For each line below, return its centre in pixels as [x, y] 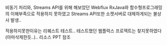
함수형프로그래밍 [146, 7]
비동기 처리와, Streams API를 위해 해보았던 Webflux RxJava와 [67, 7]
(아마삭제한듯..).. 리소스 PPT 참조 [38, 37]
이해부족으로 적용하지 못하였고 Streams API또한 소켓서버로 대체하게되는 [81, 14]
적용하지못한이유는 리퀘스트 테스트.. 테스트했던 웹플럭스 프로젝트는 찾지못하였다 [83, 31]
